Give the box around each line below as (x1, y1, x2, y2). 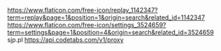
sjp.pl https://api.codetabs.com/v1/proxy (7, 36, 124, 44)
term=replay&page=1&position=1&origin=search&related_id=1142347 (7, 13, 205, 22)
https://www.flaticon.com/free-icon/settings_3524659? (7, 21, 166, 29)
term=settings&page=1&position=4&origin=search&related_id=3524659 (7, 28, 215, 36)
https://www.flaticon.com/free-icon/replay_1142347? (7, 6, 158, 14)
